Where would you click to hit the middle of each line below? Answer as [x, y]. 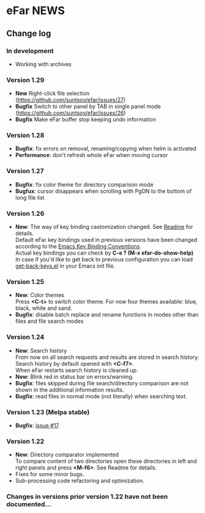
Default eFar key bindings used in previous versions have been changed [106, 240]
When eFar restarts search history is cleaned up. [76, 370]
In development [30, 51]
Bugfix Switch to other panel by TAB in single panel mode [88, 106]
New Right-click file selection [52, 93]
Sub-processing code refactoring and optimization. [80, 481]
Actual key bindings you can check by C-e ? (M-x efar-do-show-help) [104, 253]
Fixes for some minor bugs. [50, 474]
